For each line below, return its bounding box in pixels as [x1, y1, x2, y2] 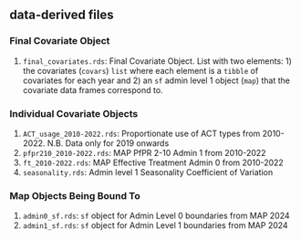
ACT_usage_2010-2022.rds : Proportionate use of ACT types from [22, 128, 261, 139]
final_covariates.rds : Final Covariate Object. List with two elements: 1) [22, 55, 292, 67]
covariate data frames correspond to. [22, 84, 163, 95]
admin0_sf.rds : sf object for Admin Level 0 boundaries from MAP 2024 [22, 210, 290, 222]
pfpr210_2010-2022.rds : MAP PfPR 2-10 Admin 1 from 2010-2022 [22, 147, 266, 158]
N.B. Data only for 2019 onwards [47, 137, 170, 149]
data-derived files [9, 7, 114, 23]
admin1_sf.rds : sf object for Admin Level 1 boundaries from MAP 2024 [22, 220, 289, 231]
